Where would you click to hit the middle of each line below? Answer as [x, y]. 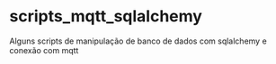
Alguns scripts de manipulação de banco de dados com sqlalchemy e [138, 41]
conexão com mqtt [44, 50]
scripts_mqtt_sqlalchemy [106, 16]
